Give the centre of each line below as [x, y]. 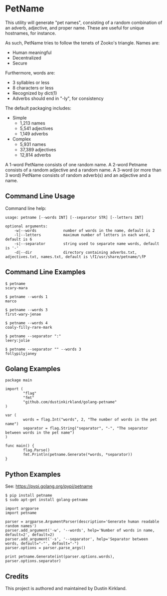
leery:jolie [17, 340]
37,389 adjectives [38, 149]
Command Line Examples [45, 272]
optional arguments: [27, 226]
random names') [21, 526]
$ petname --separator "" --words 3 [43, 349]
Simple [19, 117]
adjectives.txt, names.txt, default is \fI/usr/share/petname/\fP [76, 257]
